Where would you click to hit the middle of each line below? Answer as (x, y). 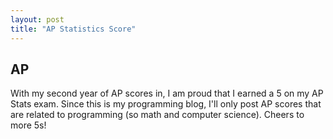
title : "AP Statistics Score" (73, 29)
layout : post (37, 19)
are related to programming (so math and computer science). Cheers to (157, 115)
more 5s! (28, 125)
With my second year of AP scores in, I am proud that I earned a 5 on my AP (167, 93)
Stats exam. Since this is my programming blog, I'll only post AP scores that (166, 104)
